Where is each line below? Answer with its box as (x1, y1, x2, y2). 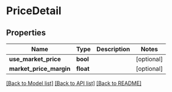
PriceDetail (6, 4, 62, 18)
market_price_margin (9, 65, 71, 73)
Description (96, 45, 131, 53)
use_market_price (9, 55, 61, 63)
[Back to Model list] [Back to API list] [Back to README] (6, 80, 142, 87)
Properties (6, 28, 46, 38)
